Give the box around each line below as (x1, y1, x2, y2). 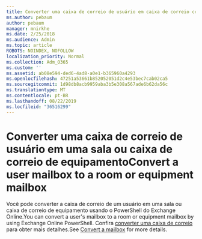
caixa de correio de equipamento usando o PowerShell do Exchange (6, 207, 176, 214)
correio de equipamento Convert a (6, 155, 179, 169)
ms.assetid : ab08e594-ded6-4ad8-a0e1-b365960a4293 (6, 70, 136, 76)
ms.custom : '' (6, 64, 42, 71)
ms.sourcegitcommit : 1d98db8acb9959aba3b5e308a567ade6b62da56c (6, 82, 168, 88)
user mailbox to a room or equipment (6, 168, 194, 181)
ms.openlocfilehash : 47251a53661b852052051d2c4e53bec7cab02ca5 (6, 76, 168, 82)
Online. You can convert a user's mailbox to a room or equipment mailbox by (6, 213, 194, 220)
